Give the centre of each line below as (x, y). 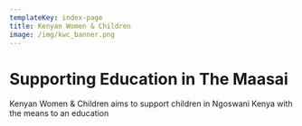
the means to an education (59, 113)
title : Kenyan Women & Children (70, 26)
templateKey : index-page (56, 18)
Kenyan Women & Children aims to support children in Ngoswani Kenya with (151, 103)
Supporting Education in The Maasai (149, 79)
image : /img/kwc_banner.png (62, 34)
